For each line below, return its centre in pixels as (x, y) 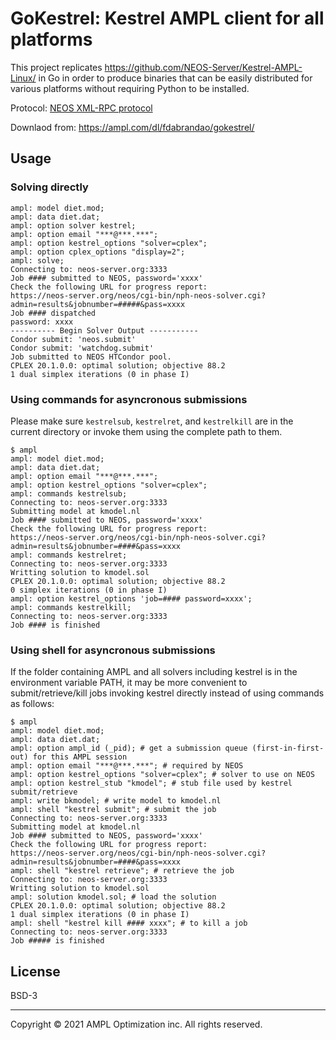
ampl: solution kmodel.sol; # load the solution (113, 897)
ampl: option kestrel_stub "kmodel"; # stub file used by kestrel (151, 783)
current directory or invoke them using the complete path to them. (146, 431)
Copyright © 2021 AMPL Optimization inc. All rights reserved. (136, 1024)
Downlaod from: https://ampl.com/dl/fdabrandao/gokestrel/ (132, 127)
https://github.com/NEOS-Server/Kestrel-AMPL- (203, 67)
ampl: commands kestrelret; (69, 555)
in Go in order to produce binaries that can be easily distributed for (175, 78)
